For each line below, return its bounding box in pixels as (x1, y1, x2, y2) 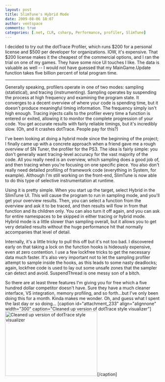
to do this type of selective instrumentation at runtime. (5, 178, 115, 183)
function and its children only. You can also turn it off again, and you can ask (5, 208, 160, 214)
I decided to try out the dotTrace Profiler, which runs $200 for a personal (5, 44, 152, 49)
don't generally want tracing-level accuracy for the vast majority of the (5, 152, 148, 157)
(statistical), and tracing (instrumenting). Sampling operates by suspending (5, 89, 157, 95)
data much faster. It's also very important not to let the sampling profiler (5, 255, 151, 260)
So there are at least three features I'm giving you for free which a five (5, 280, 147, 285)
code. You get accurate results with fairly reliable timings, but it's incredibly (5, 121, 158, 126)
